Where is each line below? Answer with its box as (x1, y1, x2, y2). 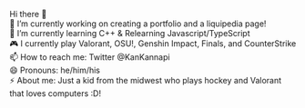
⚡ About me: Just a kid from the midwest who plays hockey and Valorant (9, 75, 282, 85)
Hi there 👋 (9, 9, 47, 19)
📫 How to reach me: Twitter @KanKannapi (9, 52, 170, 63)
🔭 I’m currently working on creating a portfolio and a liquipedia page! (9, 18, 267, 29)
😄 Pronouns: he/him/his (9, 64, 101, 75)
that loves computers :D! (9, 88, 102, 99)
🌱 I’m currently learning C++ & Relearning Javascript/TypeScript (9, 28, 250, 38)
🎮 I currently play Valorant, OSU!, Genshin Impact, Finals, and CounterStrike (9, 38, 297, 49)
